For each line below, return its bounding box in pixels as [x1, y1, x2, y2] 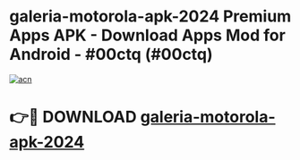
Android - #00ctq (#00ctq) [9, 45, 213, 64]
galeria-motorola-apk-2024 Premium [9, 6, 292, 27]
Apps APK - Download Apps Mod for [9, 25, 287, 46]
